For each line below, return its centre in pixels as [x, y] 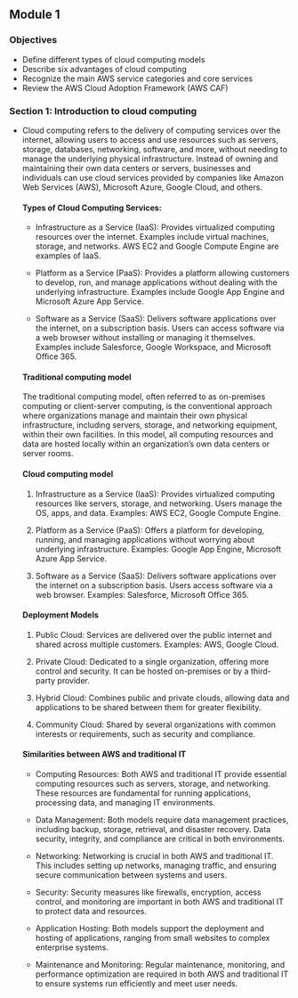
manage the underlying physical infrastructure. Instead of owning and [150, 159]
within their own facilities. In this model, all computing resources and [148, 435]
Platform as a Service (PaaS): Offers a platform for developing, [150, 530]
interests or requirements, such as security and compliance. [145, 733]
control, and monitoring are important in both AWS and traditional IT [160, 902]
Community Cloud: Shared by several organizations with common [155, 724]
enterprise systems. [72, 947]
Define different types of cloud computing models [113, 59]
